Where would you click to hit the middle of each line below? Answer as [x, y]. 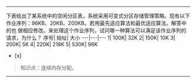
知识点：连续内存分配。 [48, 68]
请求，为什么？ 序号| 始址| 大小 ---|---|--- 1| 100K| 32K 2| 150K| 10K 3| [91, 38]
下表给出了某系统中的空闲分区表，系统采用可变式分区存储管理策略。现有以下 [98, 16]
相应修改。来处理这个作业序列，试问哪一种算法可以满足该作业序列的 [104, 30]
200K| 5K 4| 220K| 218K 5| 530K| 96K [52, 44]
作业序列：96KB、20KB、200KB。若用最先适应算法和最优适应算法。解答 [94, 23]
